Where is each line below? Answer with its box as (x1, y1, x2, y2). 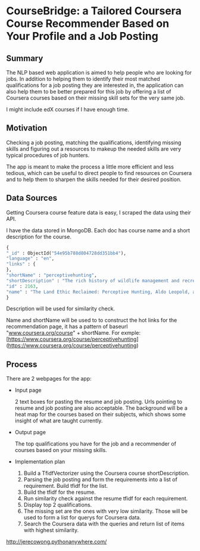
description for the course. (6, 233, 71, 240)
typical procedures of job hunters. (6, 151, 90, 158)
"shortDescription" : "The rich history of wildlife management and (6, 278, 180, 284)
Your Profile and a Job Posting (6, 30, 159, 43)
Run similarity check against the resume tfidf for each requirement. (23, 495, 188, 502)
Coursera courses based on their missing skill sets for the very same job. (6, 94, 185, 101)
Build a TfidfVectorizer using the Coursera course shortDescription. (23, 469, 189, 477)
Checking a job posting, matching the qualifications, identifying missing (6, 139, 182, 146)
